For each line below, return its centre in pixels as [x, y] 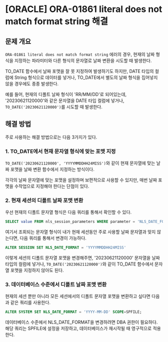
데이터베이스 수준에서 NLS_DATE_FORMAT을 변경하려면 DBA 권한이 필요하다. [81, 322]
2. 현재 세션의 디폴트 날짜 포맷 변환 [44, 200]
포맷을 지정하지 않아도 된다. [37, 270]
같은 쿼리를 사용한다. [30, 302]
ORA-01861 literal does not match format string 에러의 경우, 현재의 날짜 [80, 54]
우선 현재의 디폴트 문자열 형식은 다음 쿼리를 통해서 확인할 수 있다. [68, 212]
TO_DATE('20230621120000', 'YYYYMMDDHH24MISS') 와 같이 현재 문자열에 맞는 [80, 163]
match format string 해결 [57, 21]
